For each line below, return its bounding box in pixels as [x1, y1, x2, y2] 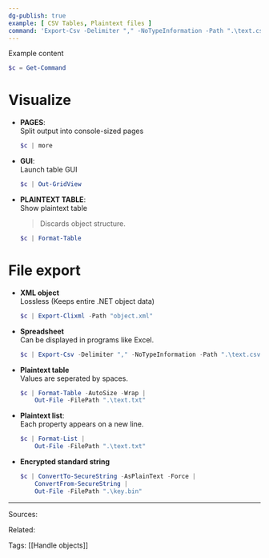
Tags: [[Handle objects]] [8, 540, 89, 550]
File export [8, 261, 82, 279]
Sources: [8, 509, 38, 519]
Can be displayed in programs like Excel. [19, 334, 155, 345]
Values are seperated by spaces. [19, 374, 128, 383]
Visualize [8, 91, 72, 109]
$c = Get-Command [8, 64, 66, 72]
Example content [8, 49, 64, 59]
